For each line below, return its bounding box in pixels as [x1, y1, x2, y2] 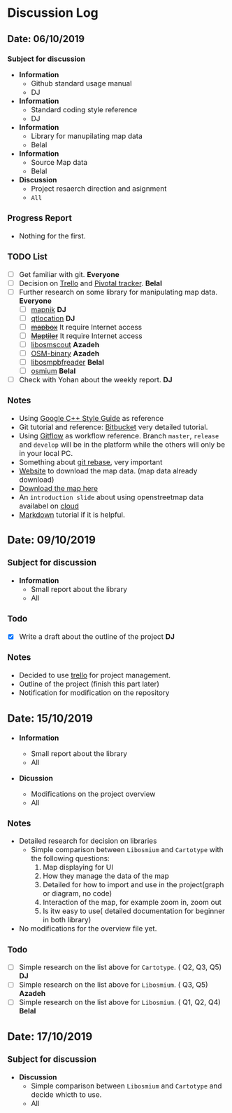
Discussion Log [7, 5, 99, 21]
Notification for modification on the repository [19, 688, 170, 697]
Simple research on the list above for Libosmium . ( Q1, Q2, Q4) [19, 997, 222, 1007]
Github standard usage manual [31, 79, 132, 88]
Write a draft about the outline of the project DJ [19, 632, 175, 642]
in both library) [43, 915, 92, 925]
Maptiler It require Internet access [31, 331, 143, 341]
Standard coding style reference [31, 104, 138, 114]
